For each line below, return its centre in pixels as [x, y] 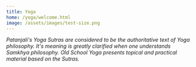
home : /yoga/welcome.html [38, 17]
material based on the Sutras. [43, 59]
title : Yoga [21, 12]
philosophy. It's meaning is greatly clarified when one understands [88, 46]
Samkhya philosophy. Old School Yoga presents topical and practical [92, 53]
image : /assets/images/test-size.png [53, 23]
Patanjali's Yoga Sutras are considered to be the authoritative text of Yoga [98, 40]
